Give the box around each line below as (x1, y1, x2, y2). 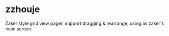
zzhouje (5, 4, 40, 15)
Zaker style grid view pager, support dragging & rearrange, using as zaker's (5, 20, 164, 26)
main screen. (5, 25, 33, 31)
